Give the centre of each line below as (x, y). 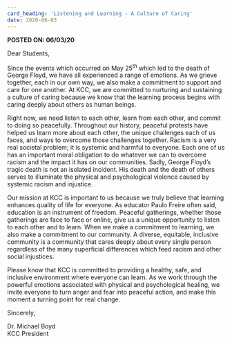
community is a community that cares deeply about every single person (109, 242)
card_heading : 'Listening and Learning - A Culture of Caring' (100, 14)
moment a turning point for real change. (64, 299)
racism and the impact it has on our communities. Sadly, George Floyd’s (109, 162)
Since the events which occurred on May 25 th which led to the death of (109, 67)
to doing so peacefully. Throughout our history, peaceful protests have (108, 125)
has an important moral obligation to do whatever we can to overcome (107, 155)
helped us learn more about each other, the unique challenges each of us (112, 133)
